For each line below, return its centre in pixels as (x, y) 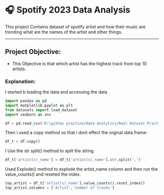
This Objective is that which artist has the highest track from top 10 (79, 63)
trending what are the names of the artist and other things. (64, 32)
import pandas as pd (26, 101)
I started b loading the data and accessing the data (56, 92)
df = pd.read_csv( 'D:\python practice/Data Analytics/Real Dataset (75, 123)
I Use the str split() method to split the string (50, 151)
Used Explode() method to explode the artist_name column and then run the (82, 169)
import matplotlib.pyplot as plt (39, 105)
